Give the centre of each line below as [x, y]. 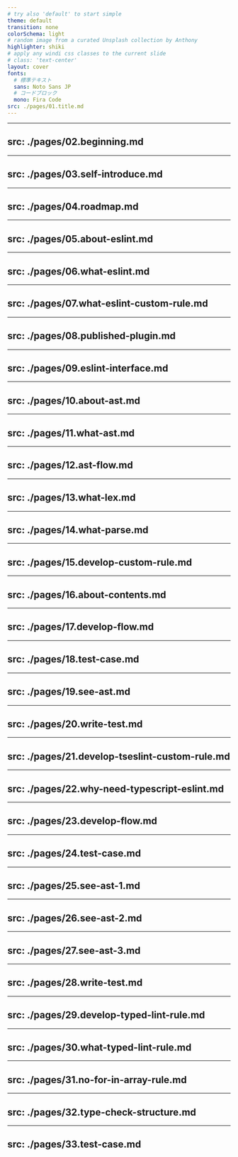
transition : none [33, 27]
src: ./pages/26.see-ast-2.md [75, 918]
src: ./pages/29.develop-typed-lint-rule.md [106, 1015]
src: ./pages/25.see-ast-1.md [74, 886]
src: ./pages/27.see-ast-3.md [74, 951]
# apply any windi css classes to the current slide [87, 54]
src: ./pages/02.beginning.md [75, 142]
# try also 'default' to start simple [64, 14]
